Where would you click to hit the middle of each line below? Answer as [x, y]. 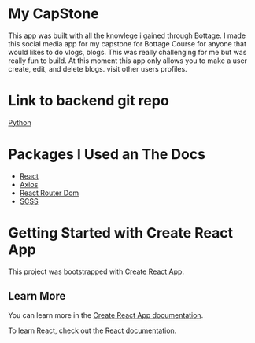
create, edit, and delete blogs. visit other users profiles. [98, 68]
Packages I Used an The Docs [107, 155]
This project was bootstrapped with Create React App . [96, 271]
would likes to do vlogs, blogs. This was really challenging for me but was [128, 52]
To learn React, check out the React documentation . [92, 330]
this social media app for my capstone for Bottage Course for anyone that [127, 43]
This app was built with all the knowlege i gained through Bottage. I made [127, 35]
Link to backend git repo [89, 101]
